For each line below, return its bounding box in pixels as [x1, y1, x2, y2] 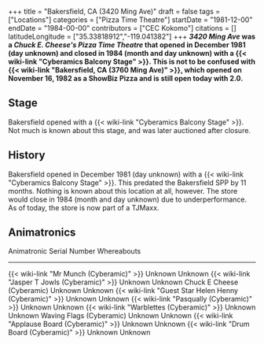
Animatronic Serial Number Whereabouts [8, 247, 141, 256]
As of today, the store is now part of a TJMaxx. [8, 202, 159, 212]
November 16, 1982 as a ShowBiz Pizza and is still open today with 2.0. [8, 74, 244, 83]
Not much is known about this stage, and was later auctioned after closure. [8, 125, 251, 135]
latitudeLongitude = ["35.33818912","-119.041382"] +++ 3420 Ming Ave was [8, 32, 256, 41]
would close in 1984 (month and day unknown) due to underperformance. [8, 195, 247, 204]
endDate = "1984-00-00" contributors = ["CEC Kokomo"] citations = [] [8, 24, 237, 32]
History [8, 149, 46, 162]
